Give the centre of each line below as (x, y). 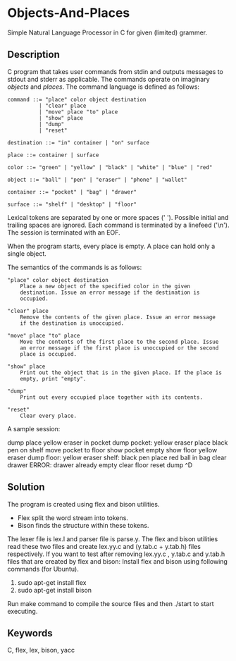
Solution (26, 487)
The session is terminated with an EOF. (64, 232)
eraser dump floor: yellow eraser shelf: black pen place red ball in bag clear (117, 457)
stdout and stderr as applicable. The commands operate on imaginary (108, 79)
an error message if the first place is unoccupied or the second (119, 348)
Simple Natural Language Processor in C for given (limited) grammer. (107, 32)
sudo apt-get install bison (55, 590)
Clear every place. (49, 416)
